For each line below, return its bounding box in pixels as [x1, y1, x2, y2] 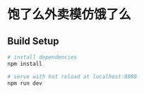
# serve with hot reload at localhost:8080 [7, 73, 138, 80]
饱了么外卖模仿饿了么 [7, 6, 132, 23]
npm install [7, 60, 42, 67]
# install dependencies [7, 54, 78, 61]
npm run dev [7, 79, 42, 87]
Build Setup [7, 35, 59, 47]
